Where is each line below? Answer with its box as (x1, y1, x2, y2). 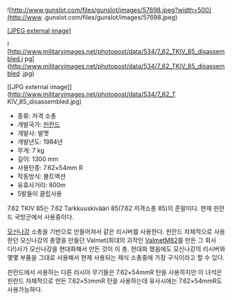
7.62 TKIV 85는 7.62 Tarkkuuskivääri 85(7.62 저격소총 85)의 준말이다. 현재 (7, 204, 213, 212)
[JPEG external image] (7, 27, 71, 35)
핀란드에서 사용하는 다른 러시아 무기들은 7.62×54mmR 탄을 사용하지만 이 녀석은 (7, 268, 223, 276)
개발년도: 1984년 (17, 138, 64, 146)
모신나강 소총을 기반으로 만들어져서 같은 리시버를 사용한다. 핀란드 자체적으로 (7, 227, 213, 236)
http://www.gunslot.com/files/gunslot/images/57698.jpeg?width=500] (11, 6, 211, 14)
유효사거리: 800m (17, 181, 66, 189)
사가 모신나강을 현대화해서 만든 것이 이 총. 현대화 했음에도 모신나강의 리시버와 (17, 245, 226, 253)
